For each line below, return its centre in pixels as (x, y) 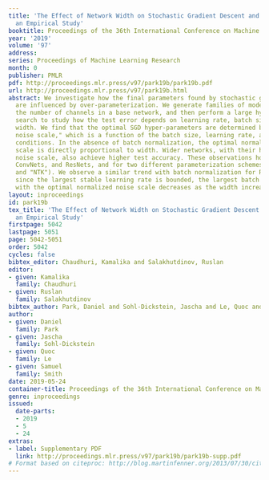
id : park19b (28, 202)
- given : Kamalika (39, 277)
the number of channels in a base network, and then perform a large (134, 113)
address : (23, 53)
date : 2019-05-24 (37, 381)
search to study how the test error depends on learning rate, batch (134, 120)
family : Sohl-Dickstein (55, 344)
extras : (21, 441)
